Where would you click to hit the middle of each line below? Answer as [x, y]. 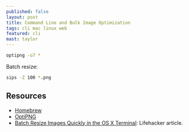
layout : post [22, 17]
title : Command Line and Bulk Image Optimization [69, 22]
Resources [26, 96]
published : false [27, 12]
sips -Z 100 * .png [29, 78]
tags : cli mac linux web [37, 28]
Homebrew [28, 110]
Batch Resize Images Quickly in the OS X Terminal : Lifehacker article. [99, 123]
